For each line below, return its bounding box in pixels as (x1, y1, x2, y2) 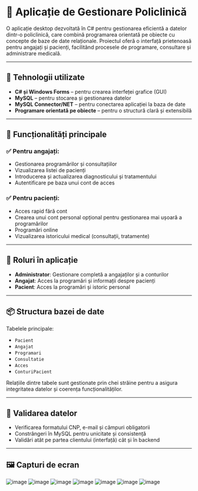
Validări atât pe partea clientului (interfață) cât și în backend (14, 436, 160, 444)
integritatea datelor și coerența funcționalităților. (6, 385, 123, 393)
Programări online (14, 226, 58, 233)
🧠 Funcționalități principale (6, 130, 107, 140)
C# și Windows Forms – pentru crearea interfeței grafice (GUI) (14, 88, 167, 95)
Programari (14, 350, 42, 356)
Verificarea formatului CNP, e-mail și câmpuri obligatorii (14, 424, 150, 431)
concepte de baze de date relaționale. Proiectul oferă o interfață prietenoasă (6, 37, 192, 44)
